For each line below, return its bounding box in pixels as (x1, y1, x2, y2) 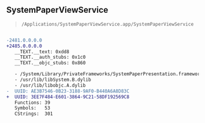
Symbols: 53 (14, 105, 51, 111)
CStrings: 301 (14, 111, 53, 117)
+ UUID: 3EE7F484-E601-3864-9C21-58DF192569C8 (6, 94, 130, 100)
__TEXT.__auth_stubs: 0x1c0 (14, 54, 86, 61)
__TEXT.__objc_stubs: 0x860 (14, 60, 86, 66)
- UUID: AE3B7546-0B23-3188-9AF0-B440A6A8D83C (6, 88, 130, 94)
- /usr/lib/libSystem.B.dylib (14, 76, 92, 83)
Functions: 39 (14, 99, 51, 106)
